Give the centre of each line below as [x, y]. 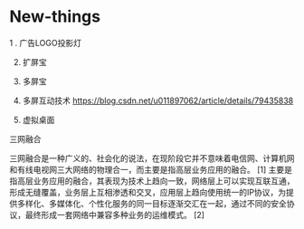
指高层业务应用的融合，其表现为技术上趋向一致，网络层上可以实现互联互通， [152, 181]
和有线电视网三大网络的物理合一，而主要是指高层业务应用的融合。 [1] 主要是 [151, 169]
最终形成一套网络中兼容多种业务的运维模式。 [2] [115, 215]
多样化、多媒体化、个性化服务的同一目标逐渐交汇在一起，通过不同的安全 [152, 203]
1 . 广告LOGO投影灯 [45, 43]
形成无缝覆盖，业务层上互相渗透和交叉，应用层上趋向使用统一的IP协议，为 [148, 192]
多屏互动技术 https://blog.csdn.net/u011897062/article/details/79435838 [158, 100]
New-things [55, 17]
